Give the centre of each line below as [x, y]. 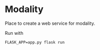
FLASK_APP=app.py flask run [35, 42]
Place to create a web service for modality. [50, 23]
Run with [14, 33]
